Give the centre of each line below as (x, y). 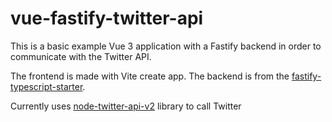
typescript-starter (46, 86)
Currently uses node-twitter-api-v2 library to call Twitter (126, 106)
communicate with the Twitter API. (81, 56)
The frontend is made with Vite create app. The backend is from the (150, 76)
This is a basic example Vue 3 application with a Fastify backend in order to (166, 46)
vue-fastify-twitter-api (107, 18)
